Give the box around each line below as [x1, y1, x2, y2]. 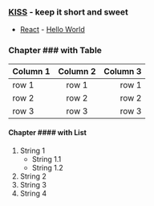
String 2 [19, 171, 47, 181]
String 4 [19, 188, 47, 198]
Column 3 [103, 65, 142, 76]
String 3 [19, 179, 47, 189]
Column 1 [12, 65, 51, 76]
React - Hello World [19, 25, 86, 35]
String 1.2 [31, 163, 64, 172]
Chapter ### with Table [8, 45, 103, 56]
